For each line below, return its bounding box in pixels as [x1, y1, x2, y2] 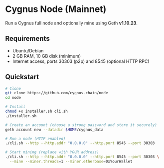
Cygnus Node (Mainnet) [5, 3, 107, 15]
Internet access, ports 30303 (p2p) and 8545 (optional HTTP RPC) [12, 58, 150, 64]
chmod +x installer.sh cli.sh [5, 109, 68, 114]
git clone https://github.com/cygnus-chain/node [5, 91, 108, 96]
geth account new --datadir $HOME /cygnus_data [5, 127, 104, 132]
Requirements [5, 34, 50, 43]
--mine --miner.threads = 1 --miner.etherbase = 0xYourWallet [9, 159, 133, 164]
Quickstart [5, 73, 39, 81]
